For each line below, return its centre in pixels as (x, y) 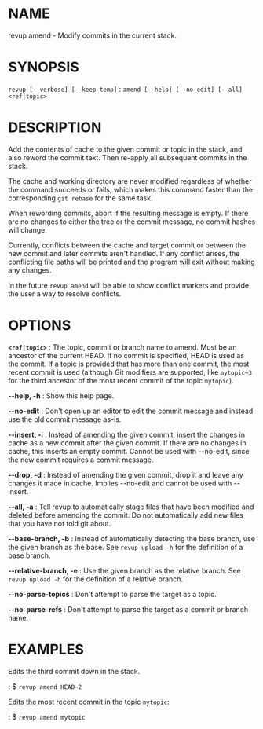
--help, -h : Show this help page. (61, 396)
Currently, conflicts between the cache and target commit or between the (127, 245)
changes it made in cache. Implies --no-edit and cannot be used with (120, 483)
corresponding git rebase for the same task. (80, 198)
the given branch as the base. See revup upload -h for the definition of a (126, 547)
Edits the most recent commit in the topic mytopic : (89, 702)
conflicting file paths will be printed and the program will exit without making (131, 262)
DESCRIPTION (55, 128)
